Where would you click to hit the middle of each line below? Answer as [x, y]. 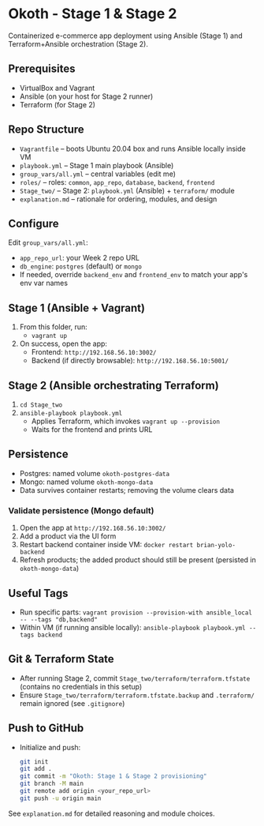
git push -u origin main [60, 798]
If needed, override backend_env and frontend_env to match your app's [134, 275]
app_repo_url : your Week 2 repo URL [80, 258]
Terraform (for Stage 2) [58, 104]
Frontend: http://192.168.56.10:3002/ [94, 352]
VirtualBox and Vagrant [57, 88]
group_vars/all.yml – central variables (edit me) [97, 174]
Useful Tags [38, 593]
